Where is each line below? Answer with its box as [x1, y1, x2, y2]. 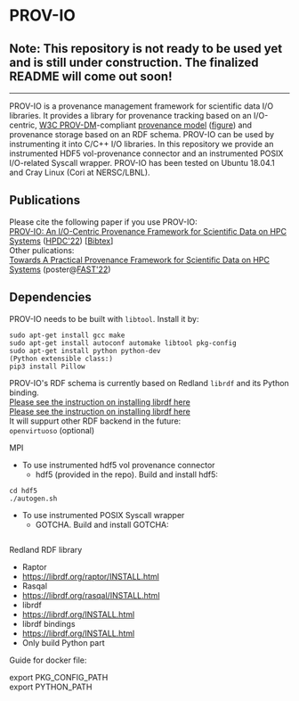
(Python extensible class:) [9, 354, 114, 363]
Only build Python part [21, 637, 105, 647]
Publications [9, 193, 81, 208]
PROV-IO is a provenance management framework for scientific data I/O [9, 101, 274, 111]
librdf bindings [21, 618, 76, 629]
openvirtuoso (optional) [9, 425, 95, 435]
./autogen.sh [9, 494, 58, 503]
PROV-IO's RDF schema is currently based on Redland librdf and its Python [9, 377, 289, 388]
